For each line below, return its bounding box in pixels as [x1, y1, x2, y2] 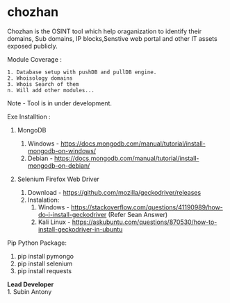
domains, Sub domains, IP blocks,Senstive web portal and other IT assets [7, 34, 217, 42]
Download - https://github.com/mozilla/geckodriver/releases [27, 188, 202, 196]
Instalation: [27, 196, 60, 204]
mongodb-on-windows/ [27, 146, 96, 155]
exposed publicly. [7, 42, 58, 50]
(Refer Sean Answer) [108, 210, 168, 218]
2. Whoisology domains [7, 74, 73, 82]
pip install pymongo [17, 252, 74, 260]
